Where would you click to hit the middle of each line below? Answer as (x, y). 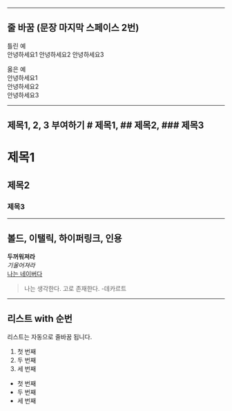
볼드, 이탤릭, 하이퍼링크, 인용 (65, 239)
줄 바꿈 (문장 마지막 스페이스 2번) (73, 28)
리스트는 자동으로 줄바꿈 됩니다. (50, 336)
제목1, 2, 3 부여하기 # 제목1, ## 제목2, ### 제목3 (106, 125)
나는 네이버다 (25, 274)
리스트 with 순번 (40, 319)
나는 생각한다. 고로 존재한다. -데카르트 (75, 288)
